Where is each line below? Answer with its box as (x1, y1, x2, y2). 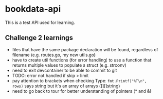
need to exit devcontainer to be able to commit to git (12, 67, 117, 73)
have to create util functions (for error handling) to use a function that (12, 57, 152, 63)
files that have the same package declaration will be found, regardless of (12, 46, 158, 52)
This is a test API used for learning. (5, 20, 75, 25)
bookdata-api (5, 3, 61, 15)
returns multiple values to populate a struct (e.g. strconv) (12, 62, 127, 68)
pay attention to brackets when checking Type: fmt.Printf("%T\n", (12, 78, 147, 83)
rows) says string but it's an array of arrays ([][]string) (12, 83, 120, 89)
